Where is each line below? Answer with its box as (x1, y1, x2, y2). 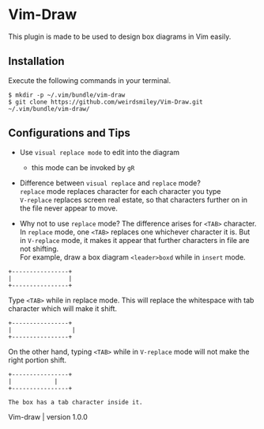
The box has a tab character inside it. (8, 398, 144, 406)
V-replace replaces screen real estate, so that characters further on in (19, 195, 247, 204)
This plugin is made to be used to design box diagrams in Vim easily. (8, 32, 232, 41)
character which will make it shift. (8, 303, 117, 313)
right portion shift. (8, 355, 67, 365)
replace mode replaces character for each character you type (19, 186, 221, 196)
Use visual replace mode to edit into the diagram (19, 147, 180, 157)
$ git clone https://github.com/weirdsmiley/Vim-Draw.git (8, 97, 203, 106)
